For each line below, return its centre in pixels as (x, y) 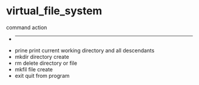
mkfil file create (34, 69)
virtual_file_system (54, 11)
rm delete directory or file (46, 63)
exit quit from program (42, 75)
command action (27, 27)
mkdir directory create (42, 56)
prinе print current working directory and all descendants (85, 50)
